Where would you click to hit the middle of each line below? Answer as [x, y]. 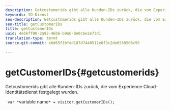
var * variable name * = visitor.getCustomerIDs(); [61, 101]
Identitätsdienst [22, 92]
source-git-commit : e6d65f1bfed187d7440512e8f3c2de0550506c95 [73, 43]
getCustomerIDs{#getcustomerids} [82, 72]
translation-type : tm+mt [32, 39]
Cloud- [151, 86]
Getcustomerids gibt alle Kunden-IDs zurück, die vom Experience [74, 86]
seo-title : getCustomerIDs [34, 24]
